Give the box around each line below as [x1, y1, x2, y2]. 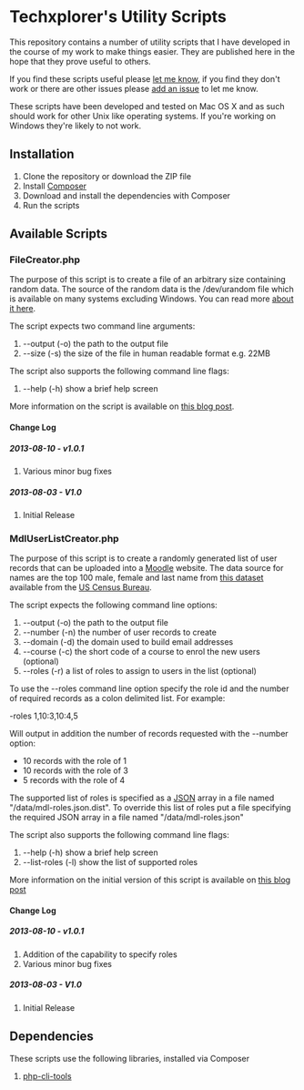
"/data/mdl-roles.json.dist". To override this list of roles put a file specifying [9, 802, 291, 813]
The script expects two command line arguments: [9, 321, 196, 331]
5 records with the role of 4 [22, 775, 126, 786]
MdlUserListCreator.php [9, 532, 120, 545]
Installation [9, 147, 75, 162]
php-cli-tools [22, 1070, 72, 1081]
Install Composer [22, 180, 87, 191]
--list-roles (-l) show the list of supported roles [22, 857, 198, 868]
